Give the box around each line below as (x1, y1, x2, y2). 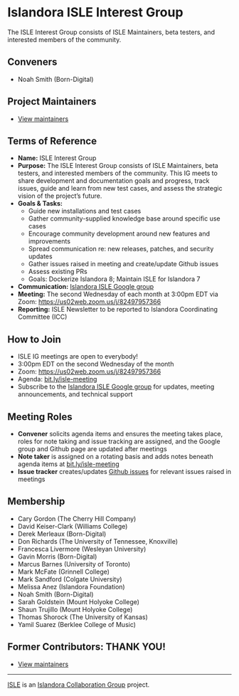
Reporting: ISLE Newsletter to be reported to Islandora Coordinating (17, 305, 218, 314)
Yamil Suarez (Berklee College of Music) (17, 620, 137, 628)
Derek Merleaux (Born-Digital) (17, 529, 107, 538)
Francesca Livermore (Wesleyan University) (17, 544, 147, 553)
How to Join (7, 333, 62, 345)
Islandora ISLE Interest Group (7, 4, 184, 21)
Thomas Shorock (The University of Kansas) (17, 613, 148, 621)
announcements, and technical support (17, 390, 133, 399)
